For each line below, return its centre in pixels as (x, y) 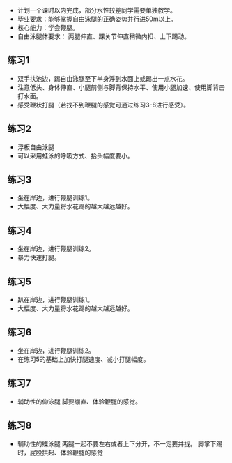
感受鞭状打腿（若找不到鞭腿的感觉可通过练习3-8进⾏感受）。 (103, 105)
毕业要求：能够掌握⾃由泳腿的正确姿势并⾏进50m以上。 (97, 19)
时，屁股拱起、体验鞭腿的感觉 (60, 453)
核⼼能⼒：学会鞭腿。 (48, 28)
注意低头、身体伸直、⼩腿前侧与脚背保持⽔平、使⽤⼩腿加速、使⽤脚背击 (121, 87)
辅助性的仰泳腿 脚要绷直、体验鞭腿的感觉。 (79, 401)
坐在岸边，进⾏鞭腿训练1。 (55, 198)
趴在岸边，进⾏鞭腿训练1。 (55, 300)
